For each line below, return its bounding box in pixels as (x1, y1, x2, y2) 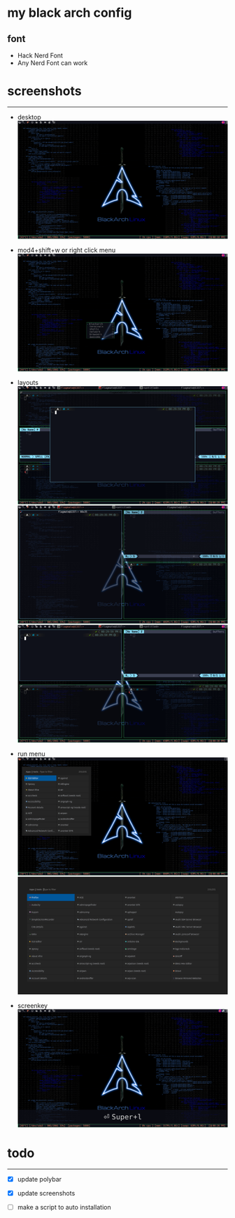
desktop (17, 113, 42, 121)
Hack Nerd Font (17, 51, 63, 59)
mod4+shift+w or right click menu (17, 246, 116, 254)
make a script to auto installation (17, 1203, 111, 1212)
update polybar (17, 1175, 62, 1183)
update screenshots (17, 1189, 76, 1198)
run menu (17, 750, 45, 758)
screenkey (17, 1002, 48, 1010)
